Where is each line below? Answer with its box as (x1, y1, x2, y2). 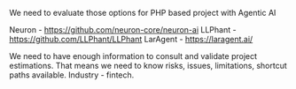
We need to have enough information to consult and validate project (9, 51, 258, 61)
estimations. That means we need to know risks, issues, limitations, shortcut (9, 61, 288, 70)
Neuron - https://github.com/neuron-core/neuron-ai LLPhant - (9, 25, 237, 34)
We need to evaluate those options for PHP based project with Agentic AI (9, 8, 277, 18)
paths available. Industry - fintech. (9, 70, 135, 80)
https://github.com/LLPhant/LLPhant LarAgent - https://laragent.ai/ (9, 34, 253, 44)
